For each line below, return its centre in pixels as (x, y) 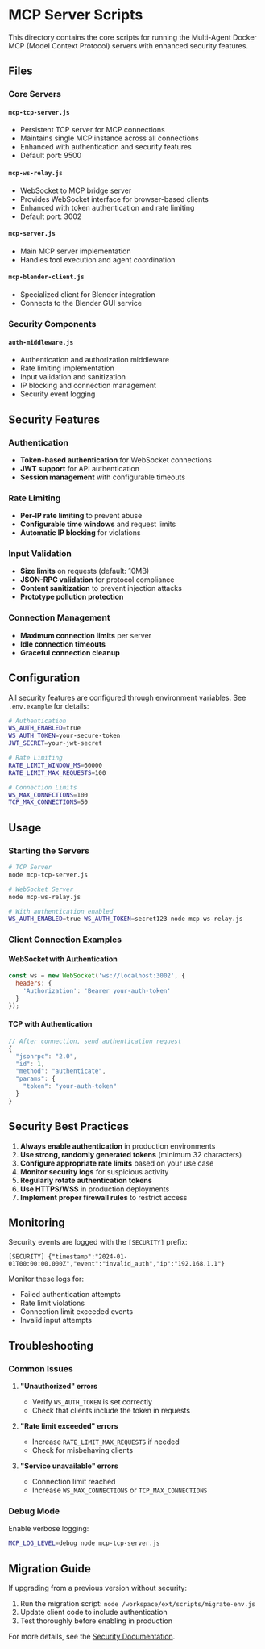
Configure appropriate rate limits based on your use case (117, 1163)
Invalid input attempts (56, 1320)
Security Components (52, 324)
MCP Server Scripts (76, 15)
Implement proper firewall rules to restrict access (104, 1197)
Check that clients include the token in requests (111, 1411)
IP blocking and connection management (88, 386)
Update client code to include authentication (93, 1613)
